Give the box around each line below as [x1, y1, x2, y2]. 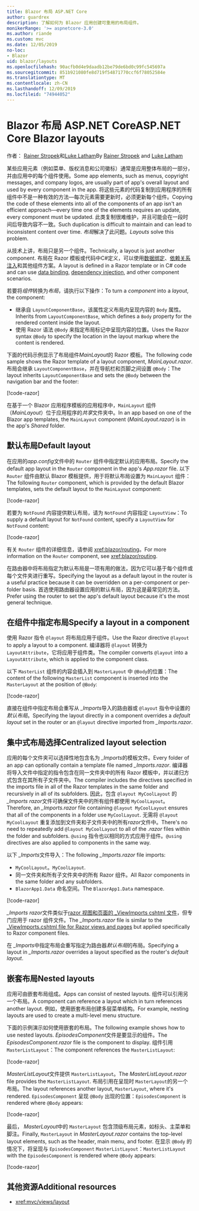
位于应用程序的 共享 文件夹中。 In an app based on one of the [45, 409, 191, 416]
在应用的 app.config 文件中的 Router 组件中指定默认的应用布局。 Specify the [6, 457, 188, 464]
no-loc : [6, 47, 26, 53]
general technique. [6, 598, 53, 605]
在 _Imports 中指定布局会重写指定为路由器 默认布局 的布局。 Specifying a [6, 942, 179, 949]
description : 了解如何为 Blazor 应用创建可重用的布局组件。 [6, 20, 142, 26]
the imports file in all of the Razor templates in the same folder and [6, 783, 169, 791]
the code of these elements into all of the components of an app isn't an [6, 200, 182, 207]
